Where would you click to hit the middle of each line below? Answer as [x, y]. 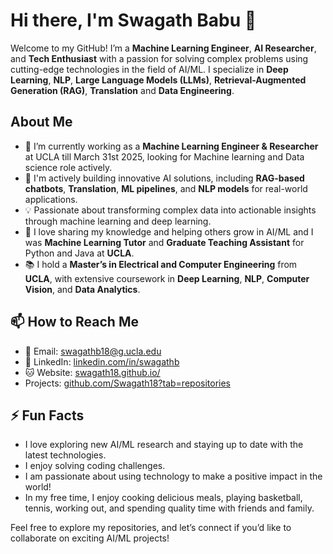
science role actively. [68, 167]
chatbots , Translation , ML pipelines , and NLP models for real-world [166, 188]
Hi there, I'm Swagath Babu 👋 [133, 20]
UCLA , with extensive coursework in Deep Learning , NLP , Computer [167, 278]
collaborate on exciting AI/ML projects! [90, 538]
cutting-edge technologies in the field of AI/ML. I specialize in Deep [149, 69]
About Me [41, 122]
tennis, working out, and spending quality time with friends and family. [169, 508]
